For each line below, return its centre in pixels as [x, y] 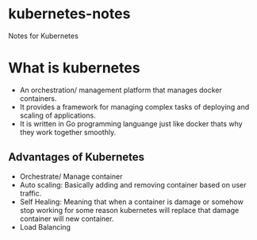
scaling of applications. [58, 115]
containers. [38, 98]
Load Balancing [45, 226]
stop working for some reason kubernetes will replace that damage [129, 210]
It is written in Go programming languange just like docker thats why [131, 123]
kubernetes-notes [69, 14]
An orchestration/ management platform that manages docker [121, 90]
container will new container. [67, 219]
